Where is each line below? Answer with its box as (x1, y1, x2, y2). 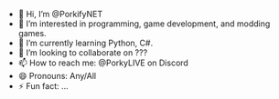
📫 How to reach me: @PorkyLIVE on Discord (17, 57, 189, 68)
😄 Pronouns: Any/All (17, 71, 97, 81)
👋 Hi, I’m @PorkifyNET (17, 9, 103, 19)
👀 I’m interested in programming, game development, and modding (17, 18, 271, 29)
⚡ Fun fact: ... (17, 81, 69, 91)
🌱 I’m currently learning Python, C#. (17, 37, 154, 48)
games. (17, 28, 48, 38)
